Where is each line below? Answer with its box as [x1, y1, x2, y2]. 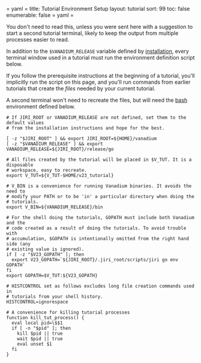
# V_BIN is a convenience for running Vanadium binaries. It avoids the [6, 183, 192, 189]
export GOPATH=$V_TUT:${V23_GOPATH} [6, 273, 98, 279]
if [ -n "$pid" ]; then [11, 325, 71, 331]
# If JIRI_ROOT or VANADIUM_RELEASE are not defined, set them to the [6, 114, 187, 120]
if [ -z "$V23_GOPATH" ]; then [6, 252, 85, 258]
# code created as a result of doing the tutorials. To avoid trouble [6, 225, 187, 231]
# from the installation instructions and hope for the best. [6, 125, 165, 131]
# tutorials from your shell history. [6, 294, 103, 300]
